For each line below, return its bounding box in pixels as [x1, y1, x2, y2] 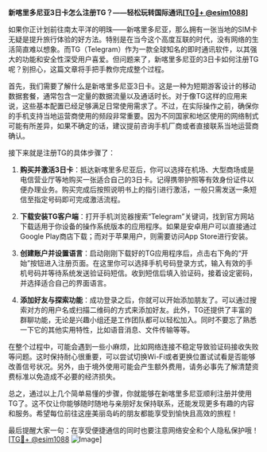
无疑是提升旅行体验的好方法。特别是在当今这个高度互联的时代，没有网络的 [8, 35, 252, 44]
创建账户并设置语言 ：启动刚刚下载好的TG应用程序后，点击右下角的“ [19, 248, 242, 258]
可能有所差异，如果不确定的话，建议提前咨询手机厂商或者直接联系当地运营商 [8, 121, 259, 131]
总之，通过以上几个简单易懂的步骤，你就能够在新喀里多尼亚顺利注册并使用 [8, 389, 252, 398]
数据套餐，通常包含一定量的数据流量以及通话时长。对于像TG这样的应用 [8, 92, 241, 100]
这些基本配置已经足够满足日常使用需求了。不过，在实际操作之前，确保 [21, 101, 252, 111]
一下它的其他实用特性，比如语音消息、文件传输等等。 [19, 325, 195, 334]
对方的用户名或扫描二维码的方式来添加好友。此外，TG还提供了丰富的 [26, 306, 253, 314]
